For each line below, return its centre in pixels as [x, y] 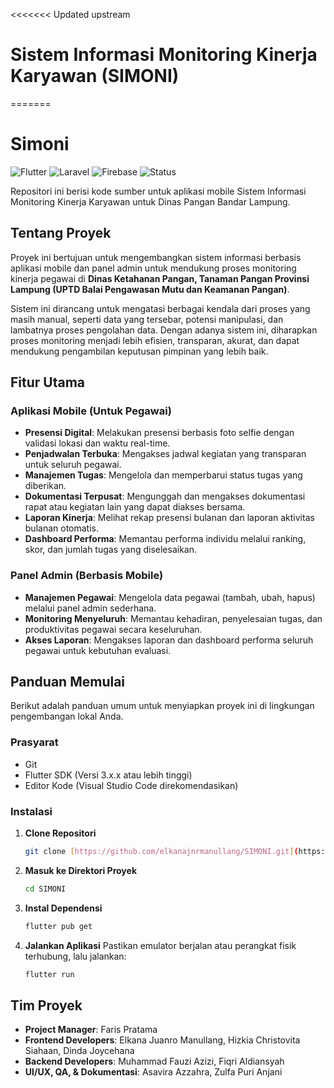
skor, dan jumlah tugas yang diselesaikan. [111, 550]
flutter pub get [58, 926]
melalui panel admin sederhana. [90, 608]
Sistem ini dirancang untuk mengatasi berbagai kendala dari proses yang [160, 308]
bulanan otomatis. [61, 528]
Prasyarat [34, 742]
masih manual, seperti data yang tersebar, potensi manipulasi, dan [147, 319]
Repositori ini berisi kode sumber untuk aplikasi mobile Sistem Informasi [158, 191]
